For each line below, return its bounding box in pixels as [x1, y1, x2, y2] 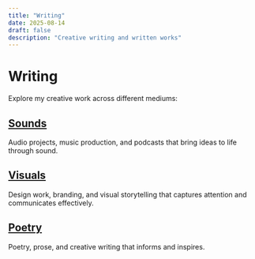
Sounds [8, 116, 47, 130]
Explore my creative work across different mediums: [8, 94, 178, 103]
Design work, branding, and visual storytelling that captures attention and [8, 190, 247, 199]
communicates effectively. [8, 198, 94, 208]
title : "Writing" [8, 11, 66, 20]
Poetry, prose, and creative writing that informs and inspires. [8, 242, 205, 251]
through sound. [8, 146, 58, 155]
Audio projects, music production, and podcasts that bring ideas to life [8, 137, 237, 147]
